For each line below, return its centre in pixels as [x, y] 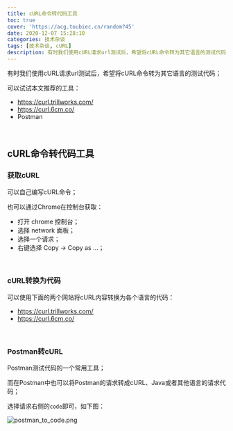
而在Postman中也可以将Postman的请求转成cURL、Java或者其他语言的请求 [113, 383]
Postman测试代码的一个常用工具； [56, 368]
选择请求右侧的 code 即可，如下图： [56, 406]
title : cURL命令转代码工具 [42, 14]
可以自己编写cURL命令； [42, 191]
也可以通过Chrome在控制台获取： [55, 207]
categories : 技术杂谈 [36, 40]
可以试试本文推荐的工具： [44, 88]
